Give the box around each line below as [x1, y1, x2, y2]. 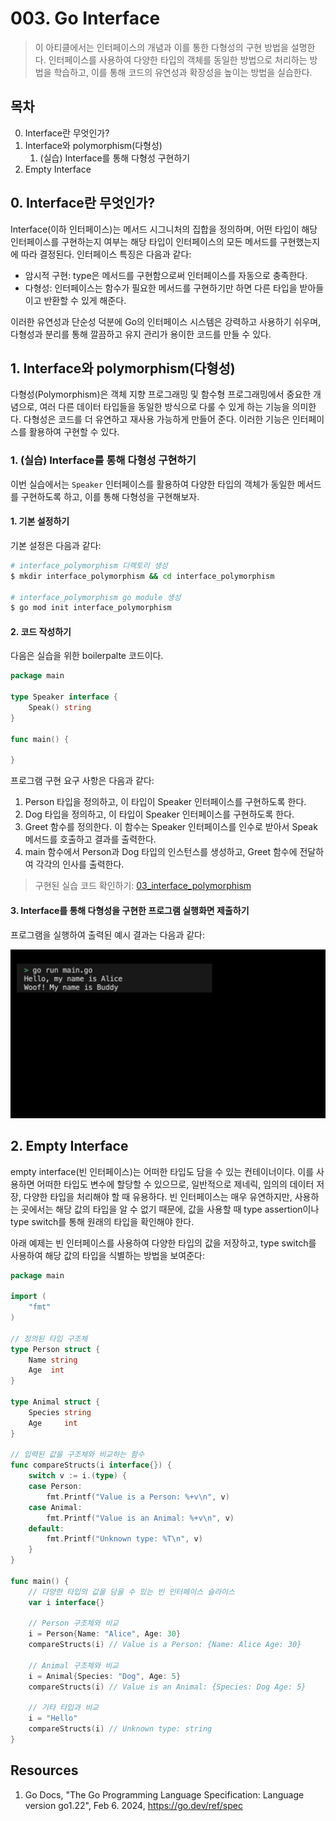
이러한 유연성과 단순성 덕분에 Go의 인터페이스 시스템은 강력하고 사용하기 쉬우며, [10, 315, 322, 327]
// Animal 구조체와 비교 [28, 1660, 120, 1671]
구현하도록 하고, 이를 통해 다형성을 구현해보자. [20, 490, 200, 502]
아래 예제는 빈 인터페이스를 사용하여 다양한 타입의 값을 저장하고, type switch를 [10, 1237, 317, 1249]
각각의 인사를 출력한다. [35, 858, 125, 871]
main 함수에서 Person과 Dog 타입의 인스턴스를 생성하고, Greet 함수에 [24, 846, 298, 858]
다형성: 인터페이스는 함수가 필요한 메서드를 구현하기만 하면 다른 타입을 [24, 282, 298, 294]
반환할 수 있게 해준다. [43, 294, 127, 306]
